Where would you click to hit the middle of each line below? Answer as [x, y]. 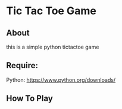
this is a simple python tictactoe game [53, 47]
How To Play [30, 99]
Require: [22, 65]
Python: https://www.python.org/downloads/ [61, 80]
